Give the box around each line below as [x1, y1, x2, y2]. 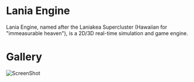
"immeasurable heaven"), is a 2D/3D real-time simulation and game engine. [6, 29, 189, 36]
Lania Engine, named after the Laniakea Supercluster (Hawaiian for [6, 23, 168, 30]
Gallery [6, 50, 42, 64]
